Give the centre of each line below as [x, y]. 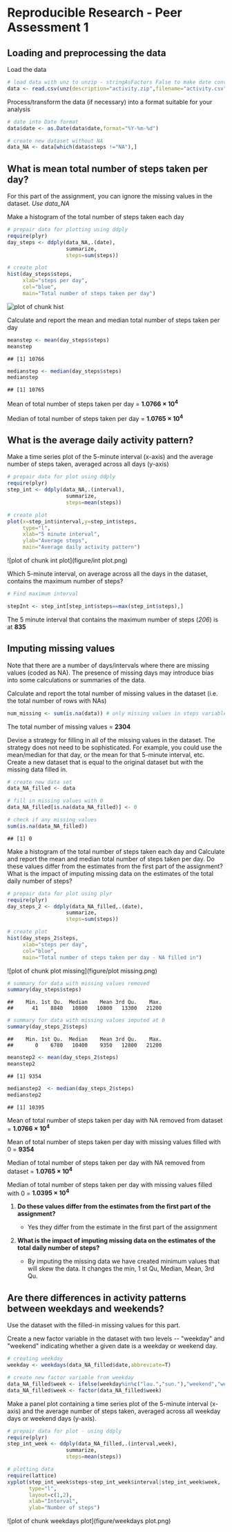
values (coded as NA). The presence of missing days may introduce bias [110, 673]
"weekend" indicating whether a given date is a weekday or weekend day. [112, 1346]
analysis [19, 109]
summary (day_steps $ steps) [44, 990]
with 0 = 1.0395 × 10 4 [38, 1193]
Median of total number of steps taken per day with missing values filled [110, 1184]
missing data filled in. [37, 769]
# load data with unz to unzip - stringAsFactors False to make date [109, 82]
